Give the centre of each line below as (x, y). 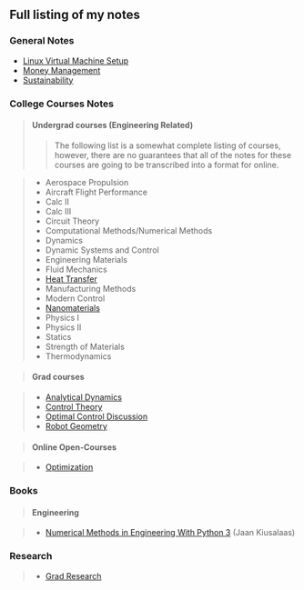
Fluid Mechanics (76, 269)
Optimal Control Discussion (96, 416)
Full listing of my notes (75, 15)
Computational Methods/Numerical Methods (129, 230)
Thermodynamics (78, 356)
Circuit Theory (72, 221)
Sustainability (48, 80)
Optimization (69, 467)
